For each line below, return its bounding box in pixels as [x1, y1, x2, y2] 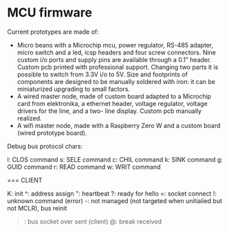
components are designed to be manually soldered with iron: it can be [17, 77, 215, 85]
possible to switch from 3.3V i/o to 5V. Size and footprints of [17, 70, 188, 78]
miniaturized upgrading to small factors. [17, 85, 131, 93]
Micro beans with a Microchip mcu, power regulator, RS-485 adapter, [17, 41, 214, 49]
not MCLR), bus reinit [7, 204, 67, 212]
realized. [17, 114, 43, 122]
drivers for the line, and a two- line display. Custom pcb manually [17, 107, 201, 115]
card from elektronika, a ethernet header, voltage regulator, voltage [17, 99, 208, 107]
